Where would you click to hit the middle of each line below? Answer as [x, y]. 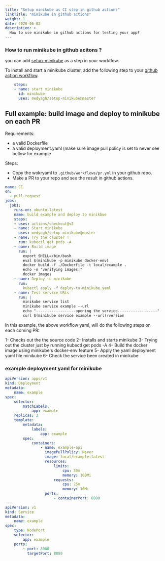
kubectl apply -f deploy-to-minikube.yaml [67, 288]
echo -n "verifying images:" [53, 270]
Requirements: [20, 133]
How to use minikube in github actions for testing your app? [75, 33]
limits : [61, 466]
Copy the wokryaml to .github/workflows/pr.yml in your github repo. [82, 173]
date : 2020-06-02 [23, 23]
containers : [44, 443]
